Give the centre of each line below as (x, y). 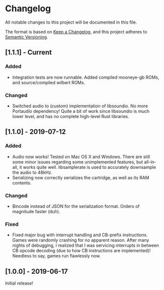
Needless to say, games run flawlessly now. (56, 256)
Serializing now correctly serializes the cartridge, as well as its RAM (81, 177)
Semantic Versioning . (27, 37)
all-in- (150, 162)
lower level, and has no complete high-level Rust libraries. (70, 116)
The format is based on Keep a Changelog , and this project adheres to (76, 32)
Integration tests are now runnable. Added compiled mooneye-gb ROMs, (86, 77)
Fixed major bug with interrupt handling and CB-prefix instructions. (80, 235)
